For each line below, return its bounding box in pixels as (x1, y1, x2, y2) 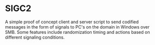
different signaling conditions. (5, 34, 65, 40)
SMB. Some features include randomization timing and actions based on (5, 29, 150, 35)
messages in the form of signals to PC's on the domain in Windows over (5, 24, 150, 30)
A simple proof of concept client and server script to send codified (5, 19, 139, 25)
